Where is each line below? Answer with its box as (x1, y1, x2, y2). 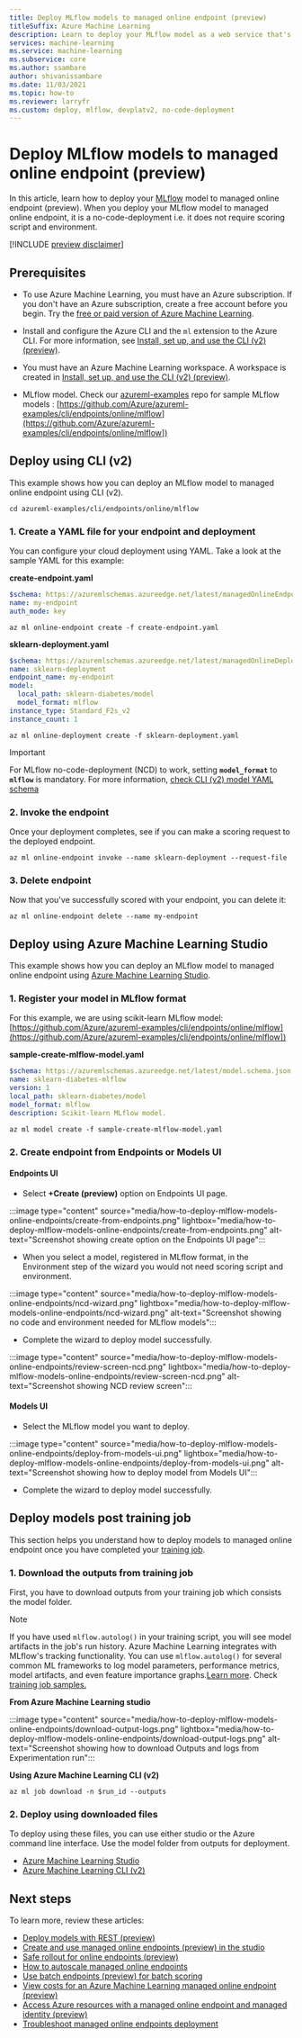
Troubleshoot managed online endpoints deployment (22, 2018, 218, 2030)
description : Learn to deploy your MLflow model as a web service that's (9, 30, 292, 39)
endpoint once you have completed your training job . (9, 1544, 206, 1555)
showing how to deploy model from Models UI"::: (75, 1467, 258, 1478)
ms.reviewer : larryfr (9, 96, 91, 106)
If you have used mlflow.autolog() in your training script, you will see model (9, 1631, 292, 1643)
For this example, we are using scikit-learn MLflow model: (9, 1013, 224, 1024)
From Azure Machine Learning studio (9, 1697, 151, 1708)
